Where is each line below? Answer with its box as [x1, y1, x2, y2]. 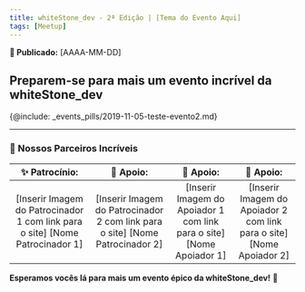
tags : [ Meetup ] [9, 22, 67, 31]
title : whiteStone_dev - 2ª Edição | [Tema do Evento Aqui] [9, 13, 242, 23]
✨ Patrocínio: [20, 165, 79, 178]
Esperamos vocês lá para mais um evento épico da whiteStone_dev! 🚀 [9, 272, 279, 283]
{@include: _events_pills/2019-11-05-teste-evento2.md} [9, 111, 218, 122]
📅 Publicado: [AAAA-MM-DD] [9, 46, 122, 57]
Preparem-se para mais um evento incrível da [9, 73, 272, 88]
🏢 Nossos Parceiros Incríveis [9, 142, 139, 155]
